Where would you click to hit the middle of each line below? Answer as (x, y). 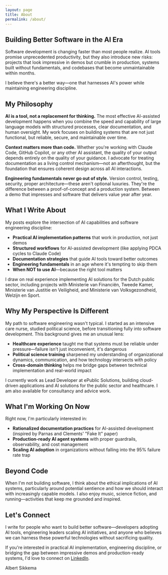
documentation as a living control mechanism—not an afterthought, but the (83, 163)
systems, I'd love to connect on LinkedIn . (48, 558)
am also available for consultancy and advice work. (58, 391)
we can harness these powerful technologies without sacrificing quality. (79, 538)
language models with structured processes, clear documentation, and (78, 127)
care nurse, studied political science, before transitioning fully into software (83, 328)
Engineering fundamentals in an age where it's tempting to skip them (85, 264)
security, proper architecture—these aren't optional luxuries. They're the (80, 184)
